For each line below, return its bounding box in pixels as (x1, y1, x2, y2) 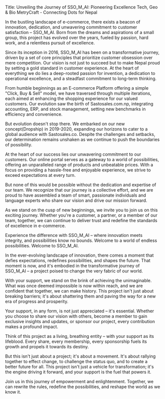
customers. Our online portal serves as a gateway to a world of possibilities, (5, 157, 159, 162)
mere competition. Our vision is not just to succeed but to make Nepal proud (5, 60, 160, 66)
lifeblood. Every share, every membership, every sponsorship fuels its (5, 338, 147, 344)
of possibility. (5, 142, 33, 147)
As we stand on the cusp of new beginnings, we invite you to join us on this (5, 207, 158, 213)
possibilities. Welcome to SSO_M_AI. (5, 243, 79, 248)
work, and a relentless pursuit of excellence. (5, 40, 95, 46)
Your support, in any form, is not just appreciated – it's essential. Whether (5, 308, 154, 314)
